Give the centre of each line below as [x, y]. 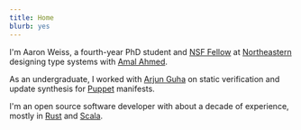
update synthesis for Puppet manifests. [82, 88]
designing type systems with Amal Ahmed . [89, 61]
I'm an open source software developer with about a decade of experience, [150, 106]
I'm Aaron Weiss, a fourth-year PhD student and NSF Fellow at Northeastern [150, 51]
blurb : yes [30, 26]
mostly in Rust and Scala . [56, 116]
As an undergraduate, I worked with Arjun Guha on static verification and [145, 79]
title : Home [32, 18]
